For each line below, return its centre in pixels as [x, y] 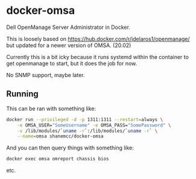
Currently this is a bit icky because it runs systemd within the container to [97, 57]
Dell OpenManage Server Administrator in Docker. [68, 27]
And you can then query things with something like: [70, 148]
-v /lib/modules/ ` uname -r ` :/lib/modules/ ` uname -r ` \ [87, 131]
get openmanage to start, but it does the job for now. [72, 63]
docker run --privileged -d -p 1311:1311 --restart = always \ [85, 119]
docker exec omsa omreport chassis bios [58, 159]
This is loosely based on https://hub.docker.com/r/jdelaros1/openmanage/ [98, 39]
